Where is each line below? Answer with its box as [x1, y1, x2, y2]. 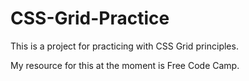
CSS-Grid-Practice [10, 7, 170, 30]
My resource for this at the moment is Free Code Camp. [10, 59, 240, 71]
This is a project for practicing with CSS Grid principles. [10, 40, 239, 52]
